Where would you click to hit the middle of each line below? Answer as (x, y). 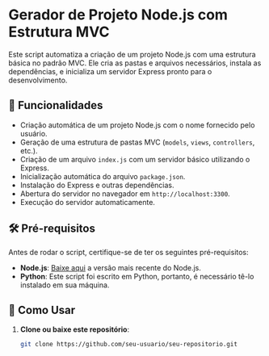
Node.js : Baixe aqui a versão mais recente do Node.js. (111, 267)
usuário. (34, 133)
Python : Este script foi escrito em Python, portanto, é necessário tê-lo (137, 276)
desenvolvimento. (38, 80)
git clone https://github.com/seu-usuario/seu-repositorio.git (129, 345)
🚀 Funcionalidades (56, 105)
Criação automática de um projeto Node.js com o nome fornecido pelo (137, 125)
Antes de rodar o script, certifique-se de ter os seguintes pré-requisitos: (128, 252)
